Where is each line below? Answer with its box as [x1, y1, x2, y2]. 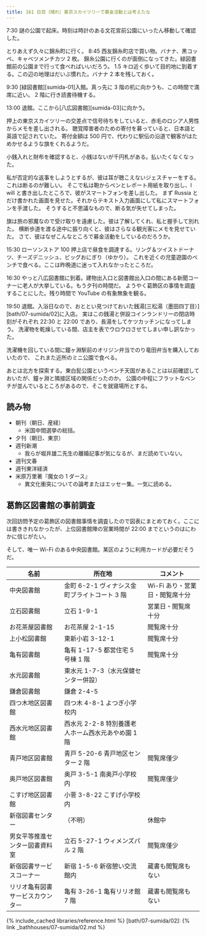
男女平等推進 [9, 832, 47, 840]
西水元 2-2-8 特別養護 [64, 720, 131, 728]
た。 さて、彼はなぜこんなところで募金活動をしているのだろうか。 [6, 232, 174, 240]
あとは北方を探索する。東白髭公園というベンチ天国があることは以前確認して [6, 367, 200, 374]
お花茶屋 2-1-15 [64, 623, 115, 631]
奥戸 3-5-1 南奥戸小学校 [64, 770, 137, 778]
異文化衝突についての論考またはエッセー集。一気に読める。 [24, 481, 175, 488]
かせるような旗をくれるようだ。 [11, 140, 93, 147]
